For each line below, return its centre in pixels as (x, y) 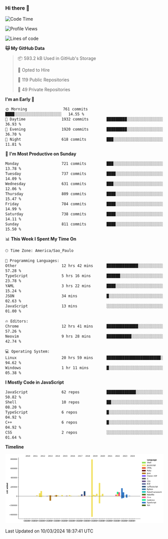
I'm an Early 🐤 (20, 99)
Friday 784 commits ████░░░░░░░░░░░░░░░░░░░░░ (84, 204)
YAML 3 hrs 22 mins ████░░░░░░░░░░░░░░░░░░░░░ (84, 286)
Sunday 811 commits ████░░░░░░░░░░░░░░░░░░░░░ (84, 224)
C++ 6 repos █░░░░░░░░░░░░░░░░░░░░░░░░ (84, 423)
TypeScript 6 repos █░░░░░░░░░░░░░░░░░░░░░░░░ (84, 412)
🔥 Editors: (17, 321)
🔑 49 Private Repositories (44, 90)
